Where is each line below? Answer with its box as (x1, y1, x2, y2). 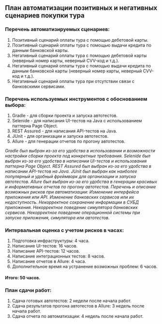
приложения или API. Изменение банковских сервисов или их (5, 194, 134, 200)
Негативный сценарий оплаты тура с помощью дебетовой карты (12, 52, 147, 58)
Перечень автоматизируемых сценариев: (5, 26, 110, 33)
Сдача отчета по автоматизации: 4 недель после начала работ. (12, 313, 144, 319)
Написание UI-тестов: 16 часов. (12, 243, 78, 249)
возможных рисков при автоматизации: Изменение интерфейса (5, 189, 139, 194)
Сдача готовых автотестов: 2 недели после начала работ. (12, 298, 132, 304)
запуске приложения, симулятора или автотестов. (5, 214, 110, 220)
